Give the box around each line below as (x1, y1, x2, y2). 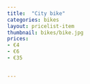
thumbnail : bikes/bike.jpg (7, 29, 84, 36)
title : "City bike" (7, 10, 66, 17)
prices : (7, 36, 29, 42)
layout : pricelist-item (7, 23, 75, 29)
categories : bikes (7, 16, 59, 23)
